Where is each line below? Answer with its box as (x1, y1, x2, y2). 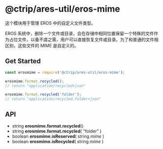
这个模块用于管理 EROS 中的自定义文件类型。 (5, 20, 96, 26)
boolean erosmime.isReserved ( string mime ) (12, 133, 105, 139)
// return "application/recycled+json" (5, 83, 86, 88)
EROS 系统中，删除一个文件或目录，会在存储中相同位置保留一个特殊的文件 (5, 30, 154, 36)
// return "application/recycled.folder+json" (5, 96, 101, 102)
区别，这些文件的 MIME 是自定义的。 (5, 42, 79, 48)
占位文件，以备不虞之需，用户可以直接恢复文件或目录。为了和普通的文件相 (9, 37, 159, 42)
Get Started (5, 57, 41, 65)
